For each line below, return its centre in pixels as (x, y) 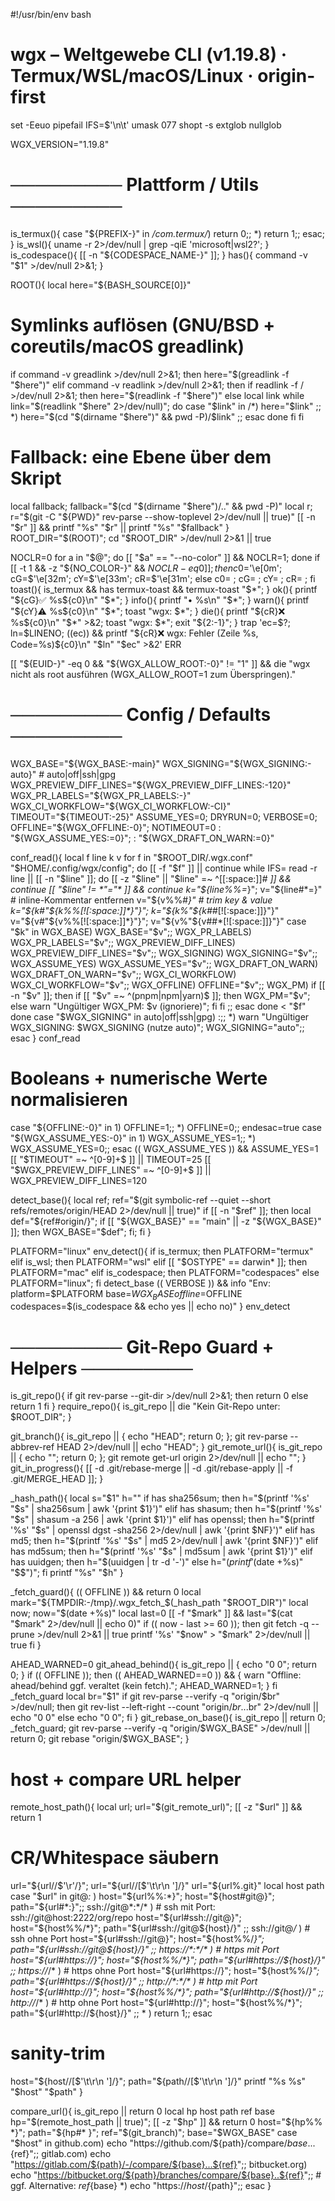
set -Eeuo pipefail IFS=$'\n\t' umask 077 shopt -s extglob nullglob (146, 125)
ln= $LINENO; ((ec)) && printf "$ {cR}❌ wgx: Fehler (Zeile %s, (134, 633)
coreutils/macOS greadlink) (127, 346)
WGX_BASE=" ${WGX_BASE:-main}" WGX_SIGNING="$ (125, 763)
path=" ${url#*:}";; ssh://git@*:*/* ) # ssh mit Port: (113, 1907)
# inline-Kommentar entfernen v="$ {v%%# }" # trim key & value (141, 900)
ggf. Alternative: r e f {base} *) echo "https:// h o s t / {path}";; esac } (141, 2186)
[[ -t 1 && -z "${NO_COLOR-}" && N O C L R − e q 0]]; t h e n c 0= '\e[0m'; (146, 568)
